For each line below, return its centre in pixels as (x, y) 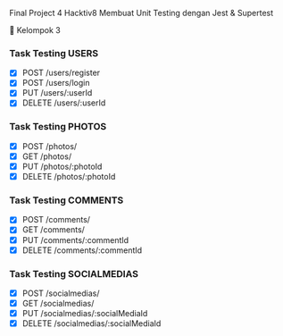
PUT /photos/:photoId (62, 166)
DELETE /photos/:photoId (69, 177)
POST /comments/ (56, 220)
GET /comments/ (53, 230)
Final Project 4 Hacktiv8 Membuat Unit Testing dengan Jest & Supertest (141, 13)
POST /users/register (61, 73)
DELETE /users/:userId (64, 103)
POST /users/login (56, 83)
